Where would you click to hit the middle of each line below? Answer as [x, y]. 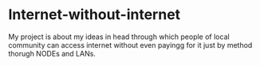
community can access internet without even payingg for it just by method [130, 45]
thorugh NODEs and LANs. [52, 53]
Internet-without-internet [95, 15]
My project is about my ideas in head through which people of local [119, 37]
